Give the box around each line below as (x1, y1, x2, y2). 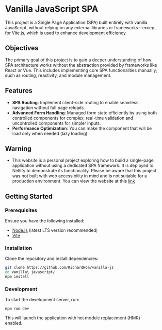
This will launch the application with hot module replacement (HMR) (5, 315, 141, 321)
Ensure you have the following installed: (5, 218, 85, 224)
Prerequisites (5, 207, 37, 214)
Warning (5, 145, 32, 153)
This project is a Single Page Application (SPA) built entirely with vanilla (5, 19, 147, 25)
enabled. (5, 320, 23, 326)
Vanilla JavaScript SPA (5, 3, 98, 15)
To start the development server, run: (5, 297, 79, 303)
